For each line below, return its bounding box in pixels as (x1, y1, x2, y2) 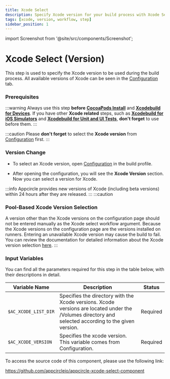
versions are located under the (59, 305, 133, 312)
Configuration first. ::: (5, 136, 50, 143)
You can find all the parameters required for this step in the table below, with (5, 266, 164, 272)
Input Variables (5, 255, 44, 262)
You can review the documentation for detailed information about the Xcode (5, 237, 163, 243)
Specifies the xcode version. (59, 332, 127, 339)
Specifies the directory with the (59, 292, 134, 299)
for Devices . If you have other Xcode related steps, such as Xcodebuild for (5, 110, 163, 117)
